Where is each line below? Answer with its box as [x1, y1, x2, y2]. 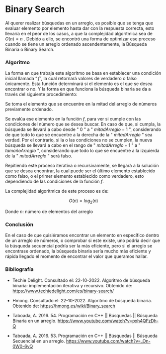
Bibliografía [5, 266, 34, 273]
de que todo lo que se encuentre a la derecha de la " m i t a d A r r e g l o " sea [5, 132, 153, 138]
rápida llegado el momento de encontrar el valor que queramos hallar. [5, 253, 148, 259]
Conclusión [5, 221, 34, 228]
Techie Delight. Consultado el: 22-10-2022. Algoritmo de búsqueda [12, 277, 151, 283]
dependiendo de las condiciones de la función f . [5, 178, 104, 185]
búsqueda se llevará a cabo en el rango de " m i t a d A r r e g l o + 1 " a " [5, 142, 141, 148]
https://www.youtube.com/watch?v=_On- [66, 338, 151, 344]
